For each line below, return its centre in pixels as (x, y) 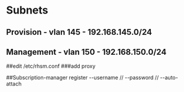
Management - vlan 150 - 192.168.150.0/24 (86, 52)
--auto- (169, 78)
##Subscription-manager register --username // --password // (83, 78)
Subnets (27, 10)
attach (14, 84)
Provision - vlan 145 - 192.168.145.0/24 (79, 32)
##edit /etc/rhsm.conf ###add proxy (51, 66)
